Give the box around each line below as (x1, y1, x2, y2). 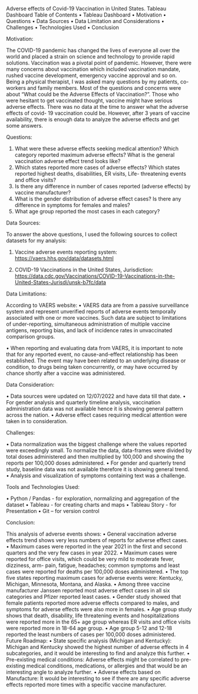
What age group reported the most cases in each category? (14, 208, 160, 215)
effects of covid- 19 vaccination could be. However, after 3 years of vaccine (6, 109, 190, 116)
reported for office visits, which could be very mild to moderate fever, (6, 556, 175, 562)
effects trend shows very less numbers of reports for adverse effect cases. (6, 537, 189, 543)
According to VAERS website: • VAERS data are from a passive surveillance (6, 301, 189, 309)
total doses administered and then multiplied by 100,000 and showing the (6, 453, 184, 460)
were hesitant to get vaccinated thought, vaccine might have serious (6, 97, 173, 104)
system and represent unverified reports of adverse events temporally (6, 308, 176, 315)
